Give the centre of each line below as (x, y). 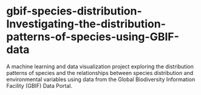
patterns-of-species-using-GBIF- (93, 37)
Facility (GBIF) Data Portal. (39, 85)
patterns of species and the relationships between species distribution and (100, 73)
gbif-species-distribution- (74, 11)
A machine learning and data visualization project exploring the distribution (100, 66)
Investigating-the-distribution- (86, 24)
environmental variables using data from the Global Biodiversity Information (101, 79)
